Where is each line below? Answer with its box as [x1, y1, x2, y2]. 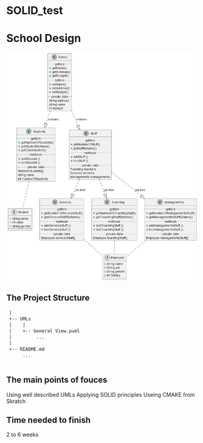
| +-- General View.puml [9, 328, 80, 334]
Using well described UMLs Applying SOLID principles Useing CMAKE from [6, 391, 196, 398]
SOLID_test [6, 4, 63, 18]
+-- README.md [9, 346, 45, 352]
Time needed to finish [6, 415, 91, 425]
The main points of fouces [6, 375, 108, 385]
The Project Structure [6, 293, 90, 303]
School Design [6, 32, 81, 46]
